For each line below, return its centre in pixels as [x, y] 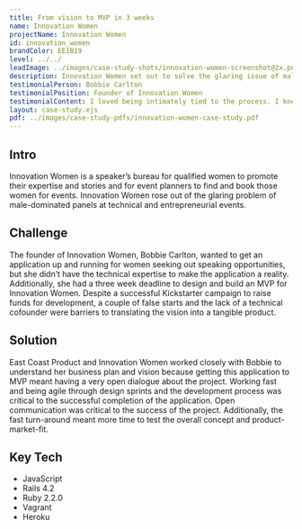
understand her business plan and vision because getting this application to [150, 372]
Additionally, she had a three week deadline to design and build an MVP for [148, 283]
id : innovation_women [50, 43]
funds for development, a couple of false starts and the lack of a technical [146, 302]
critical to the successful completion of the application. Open [122, 400]
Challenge [39, 233]
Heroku [36, 517]
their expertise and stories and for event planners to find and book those [144, 185]
